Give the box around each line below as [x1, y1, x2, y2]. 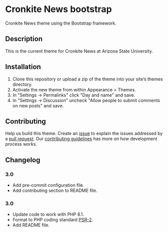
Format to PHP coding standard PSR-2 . [12, 217, 93, 223]
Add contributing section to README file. [12, 187, 98, 194]
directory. [12, 81, 33, 87]
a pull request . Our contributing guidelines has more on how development [5, 136, 157, 142]
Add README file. [12, 222, 50, 228]
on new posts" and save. [12, 102, 64, 108]
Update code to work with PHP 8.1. [12, 211, 84, 217]
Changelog [5, 156, 41, 164]
